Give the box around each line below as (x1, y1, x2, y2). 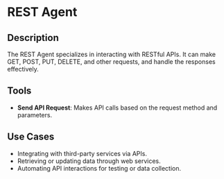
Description (7, 32, 59, 44)
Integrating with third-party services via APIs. (17, 149, 148, 157)
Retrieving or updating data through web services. (17, 157, 161, 165)
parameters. (17, 110, 53, 119)
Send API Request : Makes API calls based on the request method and (17, 103, 218, 112)
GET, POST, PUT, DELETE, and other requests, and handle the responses (7, 58, 216, 66)
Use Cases (7, 131, 55, 143)
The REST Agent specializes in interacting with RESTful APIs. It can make (7, 50, 216, 58)
